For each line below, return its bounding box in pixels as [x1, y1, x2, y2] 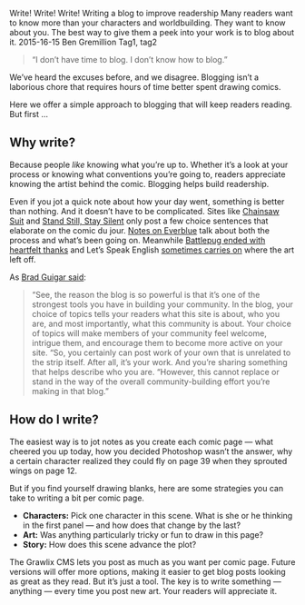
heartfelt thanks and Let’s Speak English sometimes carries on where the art [9, 244, 295, 255]
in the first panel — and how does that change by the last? [22, 520, 241, 531]
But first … [9, 109, 48, 119]
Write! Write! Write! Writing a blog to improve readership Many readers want [9, 8, 293, 18]
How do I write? [9, 412, 99, 428]
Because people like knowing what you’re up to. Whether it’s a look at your [9, 159, 289, 170]
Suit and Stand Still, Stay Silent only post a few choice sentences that [9, 215, 269, 226]
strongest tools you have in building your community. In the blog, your [31, 299, 293, 310]
